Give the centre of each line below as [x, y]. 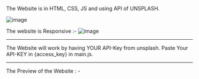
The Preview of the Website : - [43, 71]
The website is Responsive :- [41, 31]
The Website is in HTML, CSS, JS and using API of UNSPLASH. [83, 8]
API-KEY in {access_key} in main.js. [50, 54]
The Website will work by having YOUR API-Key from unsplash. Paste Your [97, 48]
